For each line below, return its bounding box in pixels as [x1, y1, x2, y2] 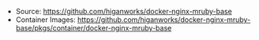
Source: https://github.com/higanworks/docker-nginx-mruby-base [15, 7, 233, 16]
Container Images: [15, 15, 77, 24]
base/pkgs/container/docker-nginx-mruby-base [15, 24, 172, 32]
